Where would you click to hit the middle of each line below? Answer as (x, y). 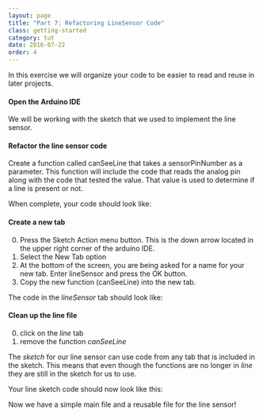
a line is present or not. (46, 189)
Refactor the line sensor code (58, 145)
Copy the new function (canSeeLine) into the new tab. (108, 281)
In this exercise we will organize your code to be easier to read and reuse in (131, 75)
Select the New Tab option (63, 256)
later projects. (31, 83)
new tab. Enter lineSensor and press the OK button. (103, 274)
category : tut (32, 38)
